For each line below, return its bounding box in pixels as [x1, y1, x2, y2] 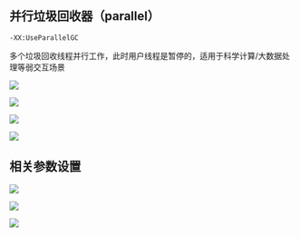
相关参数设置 [9, 159, 82, 174]
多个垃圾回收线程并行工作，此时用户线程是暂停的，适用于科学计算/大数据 [9, 50, 283, 61]
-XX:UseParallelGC [9, 33, 79, 43]
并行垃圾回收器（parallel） [9, 8, 160, 25]
